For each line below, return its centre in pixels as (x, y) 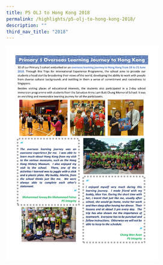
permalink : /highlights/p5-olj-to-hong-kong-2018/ (71, 19)
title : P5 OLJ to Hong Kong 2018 (48, 13)
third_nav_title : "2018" (37, 32)
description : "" (26, 25)
